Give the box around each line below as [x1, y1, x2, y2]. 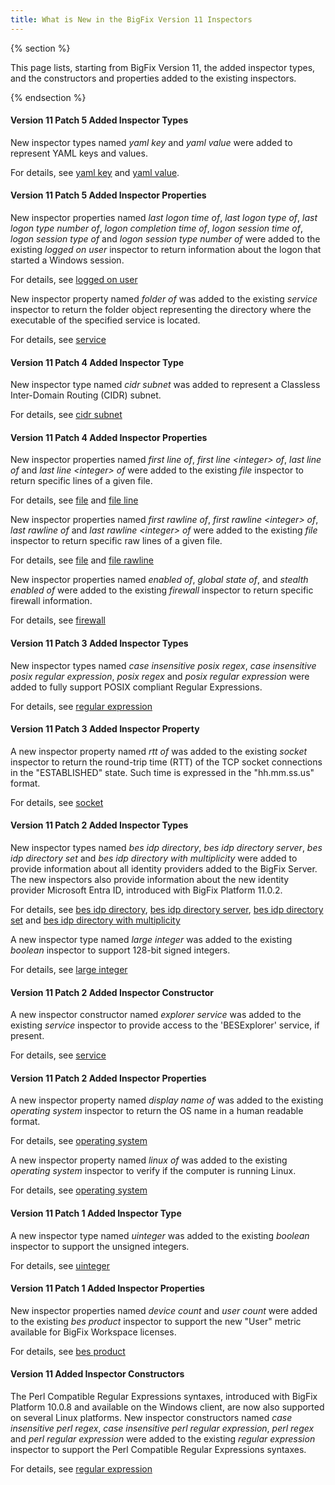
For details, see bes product [10, 1345, 126, 1357]
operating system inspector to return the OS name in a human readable [10, 1105, 304, 1117]
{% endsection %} [10, 91, 87, 103]
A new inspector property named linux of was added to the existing [10, 1154, 288, 1166]
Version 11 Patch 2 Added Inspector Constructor [10, 986, 214, 998]
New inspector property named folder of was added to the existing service [10, 293, 318, 305]
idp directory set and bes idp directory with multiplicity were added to [10, 852, 298, 865]
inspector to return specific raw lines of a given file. [10, 535, 223, 547]
